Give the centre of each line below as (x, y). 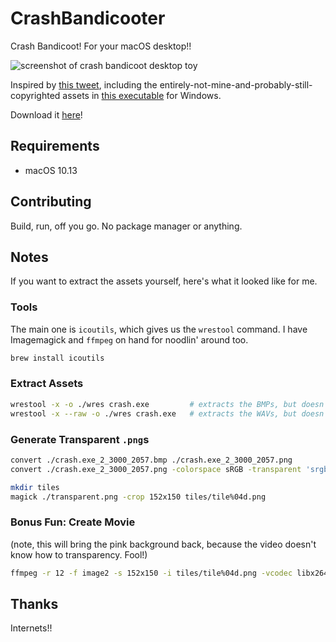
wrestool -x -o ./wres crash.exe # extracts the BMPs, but (154, 404)
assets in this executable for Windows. (142, 95)
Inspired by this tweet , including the (84, 84)
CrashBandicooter (88, 18)
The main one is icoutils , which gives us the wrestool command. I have (159, 329)
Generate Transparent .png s (80, 439)
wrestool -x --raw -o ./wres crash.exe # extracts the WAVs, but (154, 413)
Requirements (55, 146)
